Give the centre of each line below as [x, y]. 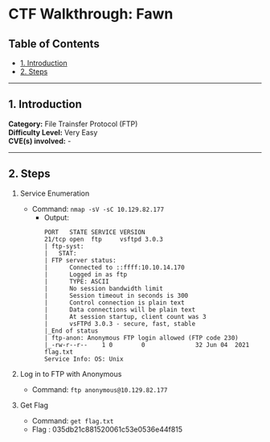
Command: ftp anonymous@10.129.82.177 [100, 389]
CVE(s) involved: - [40, 141]
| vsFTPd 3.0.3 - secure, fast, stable [120, 324]
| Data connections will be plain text [120, 310]
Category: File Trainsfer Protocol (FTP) [73, 124]
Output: [57, 217]
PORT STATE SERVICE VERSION [94, 232]
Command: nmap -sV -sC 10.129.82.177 [98, 209]
